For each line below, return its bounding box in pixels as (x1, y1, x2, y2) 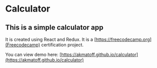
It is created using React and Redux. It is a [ (5, 36, 97, 42)
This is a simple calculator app (5, 23, 104, 32)
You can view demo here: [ (5, 51, 61, 57)
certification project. (41, 42, 84, 48)
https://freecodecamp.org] (96, 36, 152, 42)
